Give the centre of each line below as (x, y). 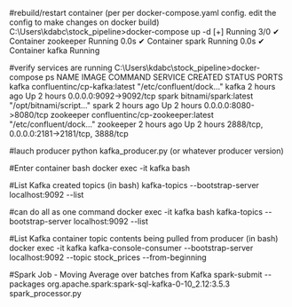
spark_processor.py (45, 293)
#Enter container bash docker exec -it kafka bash (100, 168)
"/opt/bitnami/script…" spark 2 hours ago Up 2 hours (106, 105)
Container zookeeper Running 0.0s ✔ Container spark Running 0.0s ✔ (137, 41)
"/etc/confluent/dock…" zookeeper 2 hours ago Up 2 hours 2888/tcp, (136, 124)
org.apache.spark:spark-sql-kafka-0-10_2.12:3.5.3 (139, 284)
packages (28, 284)
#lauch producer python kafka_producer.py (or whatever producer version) (146, 151)
